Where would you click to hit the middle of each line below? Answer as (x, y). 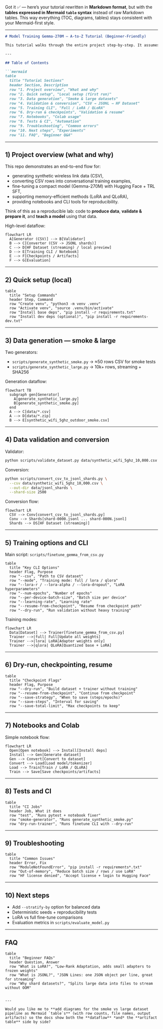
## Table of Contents (27, 63)
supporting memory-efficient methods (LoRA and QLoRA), (70, 196)
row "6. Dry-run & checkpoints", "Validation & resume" (67, 112)
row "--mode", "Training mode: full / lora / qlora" (64, 581)
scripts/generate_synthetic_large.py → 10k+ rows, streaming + (77, 367)
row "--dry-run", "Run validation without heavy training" (70, 611)
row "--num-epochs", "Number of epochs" (51, 593)
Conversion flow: (22, 502)
